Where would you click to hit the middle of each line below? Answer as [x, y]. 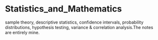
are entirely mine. [22, 32]
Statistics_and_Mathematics [64, 9]
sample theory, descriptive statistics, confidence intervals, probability [74, 22]
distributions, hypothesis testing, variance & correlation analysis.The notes [79, 27]
